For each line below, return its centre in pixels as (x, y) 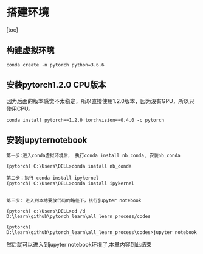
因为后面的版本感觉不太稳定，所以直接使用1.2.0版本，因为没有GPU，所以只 (100, 101)
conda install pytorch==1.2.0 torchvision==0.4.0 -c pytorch (85, 120)
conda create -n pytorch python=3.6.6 (55, 65)
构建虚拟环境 (30, 50)
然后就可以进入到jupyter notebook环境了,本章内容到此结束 (79, 245)
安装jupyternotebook (47, 140)
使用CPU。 (20, 108)
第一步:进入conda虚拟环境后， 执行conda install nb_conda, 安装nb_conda (93, 156)
